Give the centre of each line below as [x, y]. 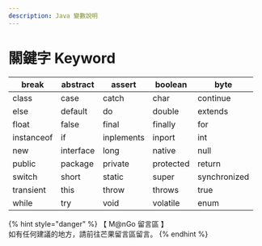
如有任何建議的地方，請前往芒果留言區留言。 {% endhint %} [108, 234]
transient [30, 190]
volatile [166, 202]
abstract [78, 84]
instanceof [33, 137]
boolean [171, 84]
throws [166, 190]
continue [214, 98]
